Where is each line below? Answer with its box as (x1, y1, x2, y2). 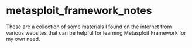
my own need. (6, 35, 40, 42)
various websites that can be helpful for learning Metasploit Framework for (6, 29, 186, 36)
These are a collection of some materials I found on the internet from (6, 23, 172, 30)
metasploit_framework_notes (6, 4, 152, 17)
